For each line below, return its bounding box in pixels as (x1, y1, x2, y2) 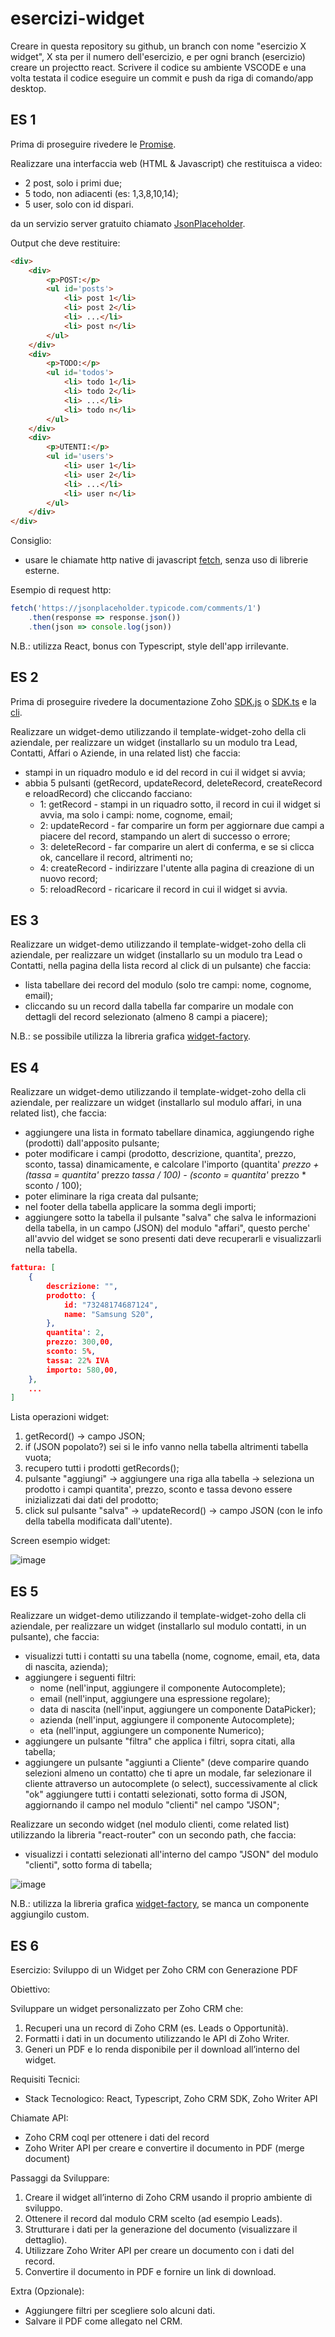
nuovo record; (39, 872, 98, 884)
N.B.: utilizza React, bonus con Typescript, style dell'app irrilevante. (10, 640, 289, 652)
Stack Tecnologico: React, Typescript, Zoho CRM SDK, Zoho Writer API (24, 2092, 318, 2104)
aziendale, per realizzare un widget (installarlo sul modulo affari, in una (10, 1097, 302, 1109)
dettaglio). (24, 2233, 68, 2246)
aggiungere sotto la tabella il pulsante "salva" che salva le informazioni (24, 1212, 317, 1224)
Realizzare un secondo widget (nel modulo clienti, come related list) (10, 1818, 290, 1831)
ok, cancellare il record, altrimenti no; (39, 851, 194, 863)
